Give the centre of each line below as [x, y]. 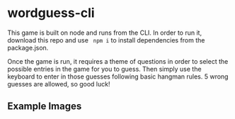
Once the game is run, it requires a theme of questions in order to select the [118, 61]
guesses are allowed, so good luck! [59, 84]
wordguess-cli [51, 13]
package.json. [28, 47]
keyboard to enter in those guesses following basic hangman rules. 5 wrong [118, 76]
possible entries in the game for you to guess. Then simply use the [104, 69]
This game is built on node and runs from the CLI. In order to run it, [105, 33]
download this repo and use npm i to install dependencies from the [106, 40]
